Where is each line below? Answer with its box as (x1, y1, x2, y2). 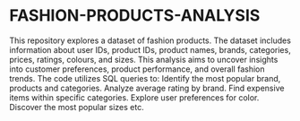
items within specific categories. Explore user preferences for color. (9, 91, 260, 103)
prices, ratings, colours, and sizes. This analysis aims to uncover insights (9, 54, 279, 65)
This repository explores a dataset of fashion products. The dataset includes (9, 35, 291, 46)
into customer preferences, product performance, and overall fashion (9, 64, 265, 74)
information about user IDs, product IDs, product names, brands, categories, (9, 44, 291, 55)
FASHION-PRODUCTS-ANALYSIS (9, 5, 261, 26)
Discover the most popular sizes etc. (9, 101, 145, 112)
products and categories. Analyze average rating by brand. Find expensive (9, 82, 285, 93)
